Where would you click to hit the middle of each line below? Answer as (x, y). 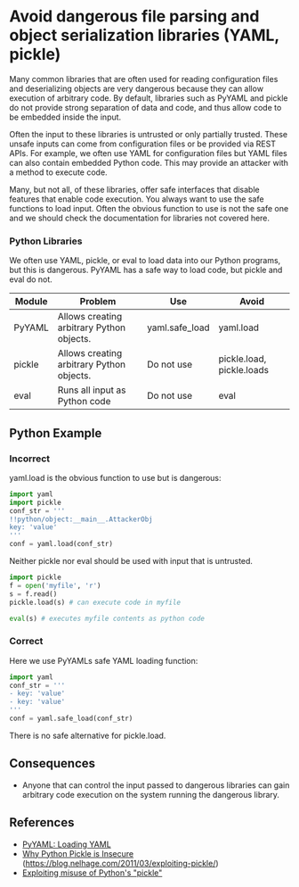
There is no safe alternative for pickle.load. (88, 735)
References (42, 823)
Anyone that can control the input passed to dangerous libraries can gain (156, 785)
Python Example (56, 433)
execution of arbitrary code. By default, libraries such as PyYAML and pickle (149, 98)
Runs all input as (92, 390)
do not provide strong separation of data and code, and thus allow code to (145, 107)
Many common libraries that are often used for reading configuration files (144, 79)
